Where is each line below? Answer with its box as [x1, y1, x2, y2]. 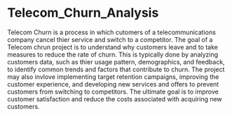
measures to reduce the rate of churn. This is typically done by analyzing [7, 50, 219, 59]
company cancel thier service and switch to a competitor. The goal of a [7, 35, 213, 43]
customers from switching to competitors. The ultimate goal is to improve [7, 87, 219, 96]
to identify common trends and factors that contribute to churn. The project [7, 65, 225, 73]
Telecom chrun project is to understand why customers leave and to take [7, 43, 219, 51]
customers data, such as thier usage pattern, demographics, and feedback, [7, 57, 226, 66]
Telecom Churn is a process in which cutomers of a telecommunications [7, 28, 216, 36]
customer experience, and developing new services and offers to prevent [7, 80, 219, 88]
